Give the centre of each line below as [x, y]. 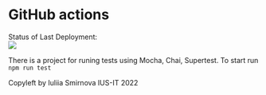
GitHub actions [59, 15]
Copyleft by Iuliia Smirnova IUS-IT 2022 [73, 82]
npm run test [30, 68]
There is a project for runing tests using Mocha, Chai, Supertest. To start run [133, 60]
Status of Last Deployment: [53, 37]
